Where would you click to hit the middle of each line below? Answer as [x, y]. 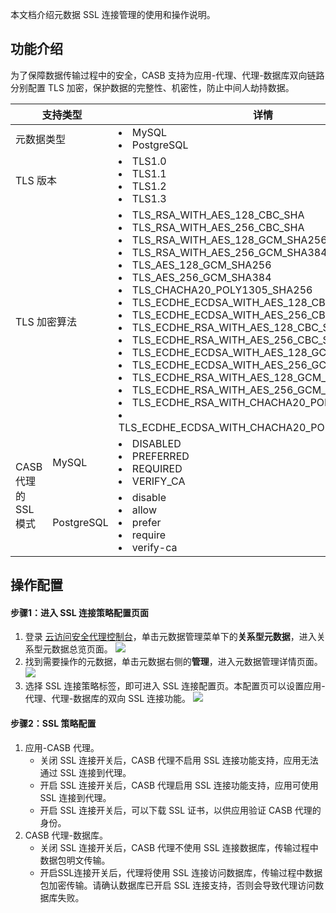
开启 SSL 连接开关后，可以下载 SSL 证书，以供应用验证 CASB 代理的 [180, 810]
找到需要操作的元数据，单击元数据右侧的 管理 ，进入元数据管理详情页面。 [173, 662]
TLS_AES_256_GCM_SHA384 [201, 277]
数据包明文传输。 [75, 860]
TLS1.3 [149, 198]
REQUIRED [157, 468]
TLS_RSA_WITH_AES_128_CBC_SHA [218, 215]
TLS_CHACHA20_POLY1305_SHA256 [222, 290]
